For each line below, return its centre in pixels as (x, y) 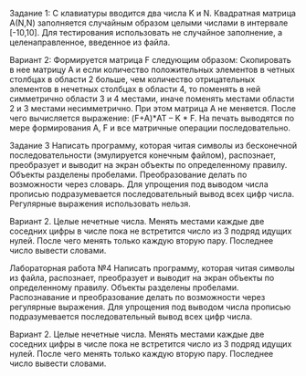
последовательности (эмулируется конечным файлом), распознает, (142, 155)
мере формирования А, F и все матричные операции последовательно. (150, 128)
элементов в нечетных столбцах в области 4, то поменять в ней (135, 89)
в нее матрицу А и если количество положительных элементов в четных (152, 69)
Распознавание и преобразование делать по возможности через (137, 297)
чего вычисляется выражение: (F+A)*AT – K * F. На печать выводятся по (152, 118)
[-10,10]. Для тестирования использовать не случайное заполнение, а (146, 32)
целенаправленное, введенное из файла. (90, 42)
